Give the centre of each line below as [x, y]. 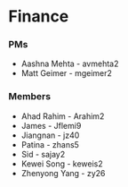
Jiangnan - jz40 [50, 135]
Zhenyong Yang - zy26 [63, 173]
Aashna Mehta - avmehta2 [70, 64]
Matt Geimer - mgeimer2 [67, 73]
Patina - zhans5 [50, 144]
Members [29, 97]
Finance [39, 17]
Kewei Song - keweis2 [62, 164]
